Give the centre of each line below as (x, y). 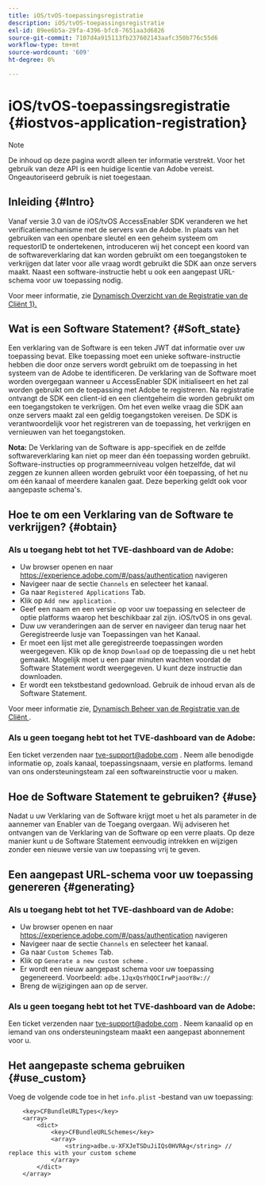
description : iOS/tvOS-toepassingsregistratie (86, 23)
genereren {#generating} (72, 887)
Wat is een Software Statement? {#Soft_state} (125, 329)
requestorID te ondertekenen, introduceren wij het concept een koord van (129, 246)
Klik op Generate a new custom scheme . (84, 960)
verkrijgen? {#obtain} (63, 527)
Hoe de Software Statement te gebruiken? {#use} (133, 797)
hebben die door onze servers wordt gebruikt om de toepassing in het (123, 365)
